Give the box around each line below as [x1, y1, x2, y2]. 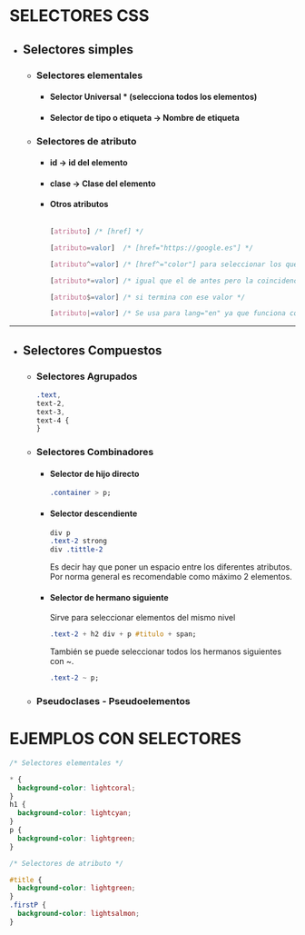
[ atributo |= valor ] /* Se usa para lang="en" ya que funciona [49, 309, 286, 318]
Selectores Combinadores [35, 446, 154, 459]
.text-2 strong [49, 537, 107, 546]
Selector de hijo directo [49, 468, 140, 479]
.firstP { [9, 900, 47, 910]
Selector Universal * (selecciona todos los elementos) [49, 92, 258, 103]
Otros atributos [49, 199, 109, 210]
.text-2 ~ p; [49, 673, 100, 682]
